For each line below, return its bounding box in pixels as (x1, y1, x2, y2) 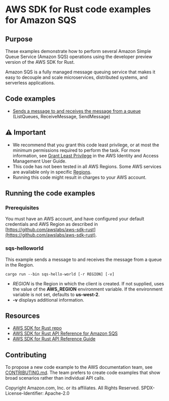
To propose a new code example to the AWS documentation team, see (5, 364, 153, 370)
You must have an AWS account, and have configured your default (5, 216, 145, 222)
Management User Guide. (12, 158, 67, 164)
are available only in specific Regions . (12, 169, 92, 175)
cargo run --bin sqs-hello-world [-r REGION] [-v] (5, 272, 115, 277)
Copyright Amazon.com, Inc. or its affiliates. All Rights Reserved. (5, 385, 140, 391)
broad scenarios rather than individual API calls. (5, 375, 106, 381)
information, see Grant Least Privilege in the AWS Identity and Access (12, 152, 159, 158)
